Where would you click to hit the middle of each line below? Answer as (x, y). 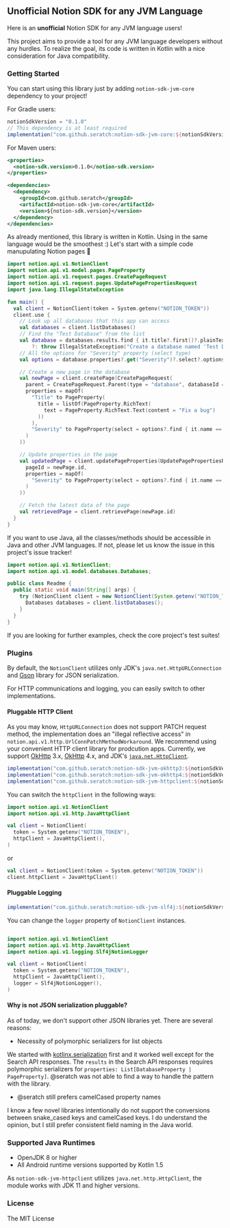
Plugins (20, 653)
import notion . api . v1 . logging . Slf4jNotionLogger (78, 952)
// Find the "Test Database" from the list (82, 334)
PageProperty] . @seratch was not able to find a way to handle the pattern (111, 1076)
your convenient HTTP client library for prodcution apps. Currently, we (106, 749)
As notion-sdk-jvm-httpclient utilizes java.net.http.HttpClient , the (104, 1179)
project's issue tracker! (39, 552)
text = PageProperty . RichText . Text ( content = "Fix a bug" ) (129, 410)
